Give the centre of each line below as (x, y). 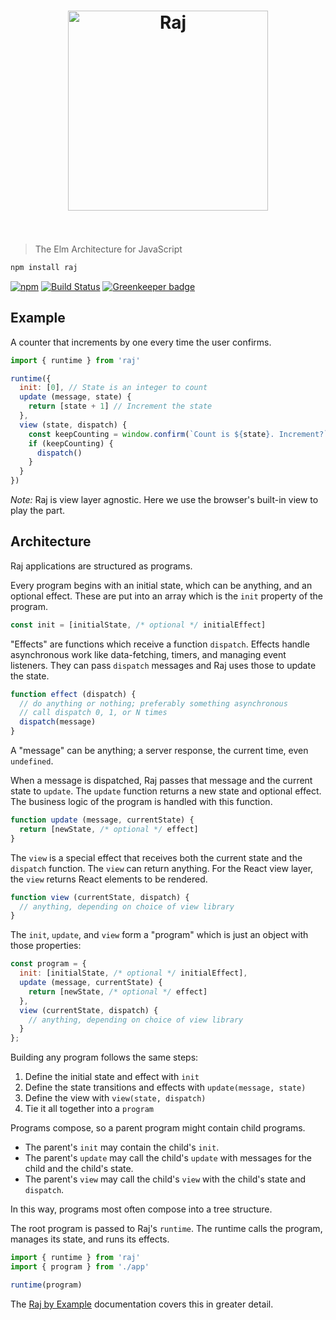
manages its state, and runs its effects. (90, 1239)
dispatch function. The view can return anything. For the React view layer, (162, 868)
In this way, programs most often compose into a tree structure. (141, 1209)
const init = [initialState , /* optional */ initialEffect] (138, 625)
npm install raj (44, 267)
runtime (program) (46, 1285)
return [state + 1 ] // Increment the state (120, 406)
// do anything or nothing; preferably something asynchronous (153, 703)
